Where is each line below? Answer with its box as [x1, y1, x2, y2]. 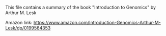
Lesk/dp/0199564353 [5, 25, 51, 31]
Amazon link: [5, 20, 33, 25]
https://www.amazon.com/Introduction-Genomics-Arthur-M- [33, 20, 161, 25]
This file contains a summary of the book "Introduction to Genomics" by [5, 5, 156, 10]
